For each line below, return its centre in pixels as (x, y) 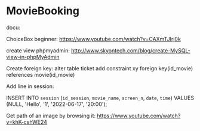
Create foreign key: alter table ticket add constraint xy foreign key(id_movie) (100, 68)
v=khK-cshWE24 (27, 122)
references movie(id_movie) (41, 74)
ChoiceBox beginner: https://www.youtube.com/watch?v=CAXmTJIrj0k (93, 39)
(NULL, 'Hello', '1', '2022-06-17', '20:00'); (57, 104)
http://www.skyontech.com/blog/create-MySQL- (131, 50)
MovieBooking (43, 11)
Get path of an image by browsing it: (51, 116)
